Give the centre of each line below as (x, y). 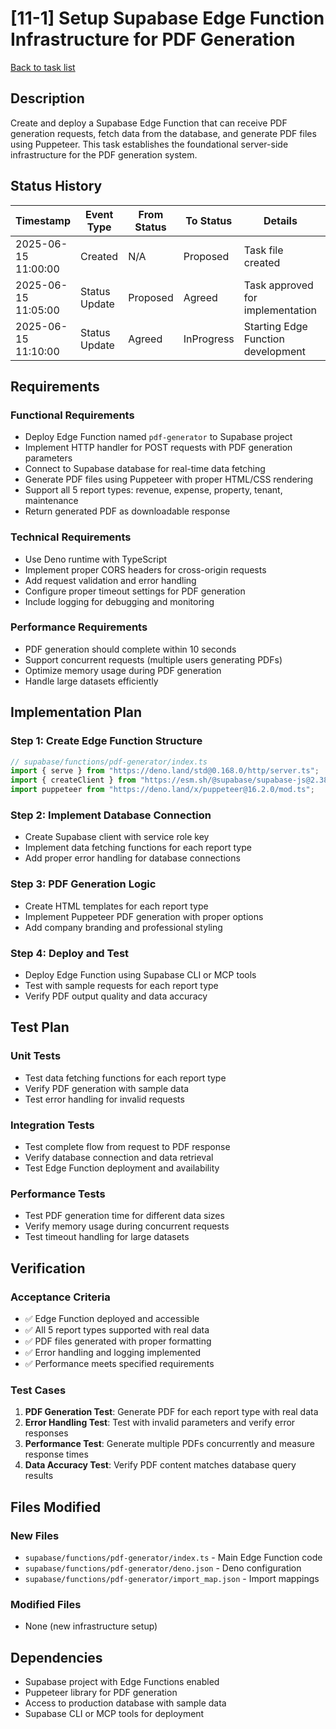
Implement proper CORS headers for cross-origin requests (145, 569)
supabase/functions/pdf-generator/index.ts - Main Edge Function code (173, 1557)
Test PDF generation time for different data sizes (124, 1216)
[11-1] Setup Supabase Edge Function (167, 18)
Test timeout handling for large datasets (107, 1237)
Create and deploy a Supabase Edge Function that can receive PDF (149, 123)
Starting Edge (275, 326)
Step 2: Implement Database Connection (111, 815)
